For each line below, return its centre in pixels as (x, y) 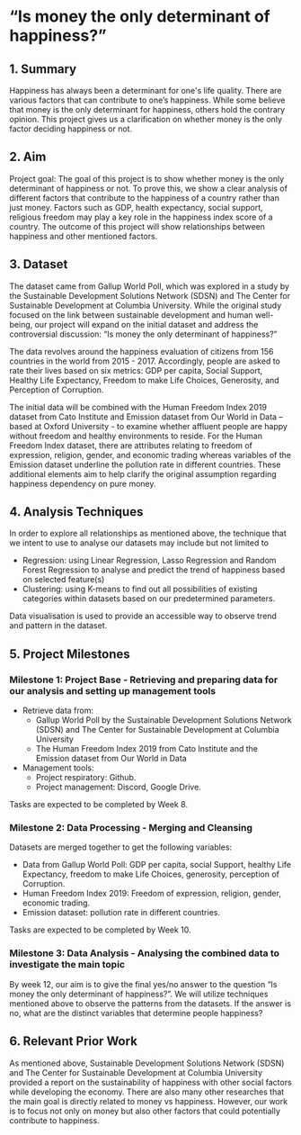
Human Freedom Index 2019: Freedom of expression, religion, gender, (151, 894)
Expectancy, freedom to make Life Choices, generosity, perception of (151, 874)
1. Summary (43, 69)
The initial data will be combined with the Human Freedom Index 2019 (138, 407)
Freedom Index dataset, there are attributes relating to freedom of (131, 445)
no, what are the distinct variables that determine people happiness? (136, 1013)
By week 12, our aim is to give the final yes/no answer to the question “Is (143, 984)
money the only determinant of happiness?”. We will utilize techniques (139, 994)
